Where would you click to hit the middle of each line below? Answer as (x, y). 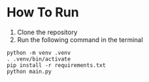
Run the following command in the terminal (80, 39)
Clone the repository (47, 32)
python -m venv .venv (39, 53)
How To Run (43, 12)
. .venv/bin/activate (39, 59)
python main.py (29, 71)
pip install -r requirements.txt (56, 65)
